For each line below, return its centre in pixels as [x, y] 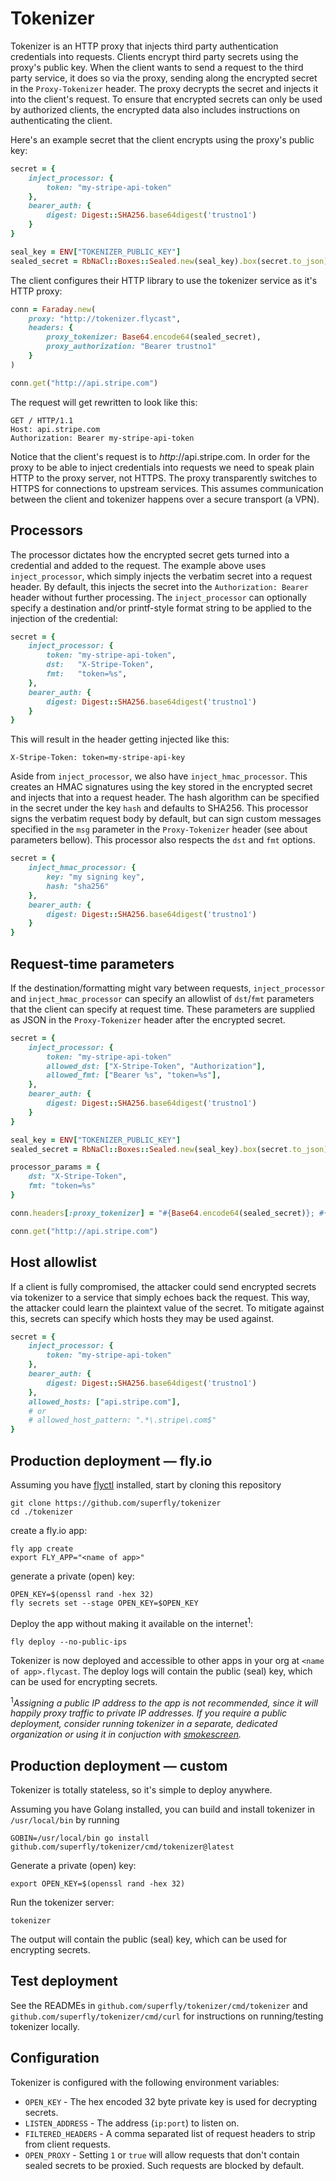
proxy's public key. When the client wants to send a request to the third [157, 67]
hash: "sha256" [78, 886]
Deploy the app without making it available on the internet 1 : [132, 1622]
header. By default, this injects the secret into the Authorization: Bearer [160, 586]
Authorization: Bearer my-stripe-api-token [102, 438]
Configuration [55, 2058]
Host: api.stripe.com [55, 429]
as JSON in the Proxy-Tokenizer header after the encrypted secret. [148, 1019]
